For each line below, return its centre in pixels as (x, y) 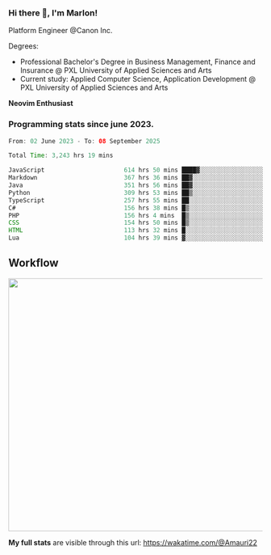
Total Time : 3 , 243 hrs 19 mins (61, 156)
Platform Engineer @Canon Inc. (60, 31)
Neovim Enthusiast (41, 104)
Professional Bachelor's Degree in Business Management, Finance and (138, 62)
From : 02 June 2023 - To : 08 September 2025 (84, 141)
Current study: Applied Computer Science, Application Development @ (138, 79)
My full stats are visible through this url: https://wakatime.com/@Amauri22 (133, 542)
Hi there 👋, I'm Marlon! (53, 13)
